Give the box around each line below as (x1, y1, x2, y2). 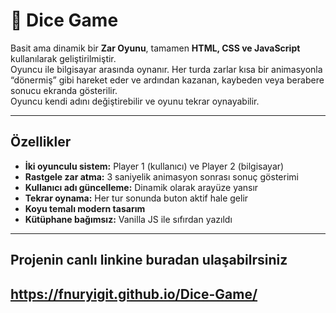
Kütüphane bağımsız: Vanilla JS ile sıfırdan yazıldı (24, 213, 233, 225)
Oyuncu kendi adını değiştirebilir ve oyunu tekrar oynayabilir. (10, 95, 260, 107)
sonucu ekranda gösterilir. (10, 84, 118, 96)
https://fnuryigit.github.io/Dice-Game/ (10, 285, 258, 303)
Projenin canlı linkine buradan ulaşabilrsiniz (10, 252, 288, 269)
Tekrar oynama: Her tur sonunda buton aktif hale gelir (24, 192, 249, 204)
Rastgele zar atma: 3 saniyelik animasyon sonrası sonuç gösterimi (24, 170, 299, 183)
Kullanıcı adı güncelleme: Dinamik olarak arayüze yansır (24, 181, 259, 193)
